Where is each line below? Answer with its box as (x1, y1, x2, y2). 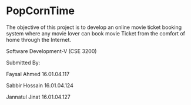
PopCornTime (6, 4, 75, 18)
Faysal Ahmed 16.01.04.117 (6, 70, 70, 77)
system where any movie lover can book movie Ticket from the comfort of (6, 29, 186, 37)
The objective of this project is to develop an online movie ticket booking (6, 24, 182, 31)
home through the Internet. (6, 36, 72, 43)
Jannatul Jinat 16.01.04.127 (6, 93, 71, 100)
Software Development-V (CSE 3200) (6, 47, 97, 54)
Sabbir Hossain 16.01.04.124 (6, 81, 73, 89)
